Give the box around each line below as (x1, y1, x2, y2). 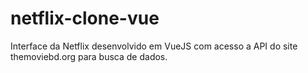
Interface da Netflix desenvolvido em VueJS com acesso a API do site (10, 40, 298, 52)
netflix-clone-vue (10, 7, 160, 30)
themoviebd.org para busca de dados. (10, 50, 168, 62)
